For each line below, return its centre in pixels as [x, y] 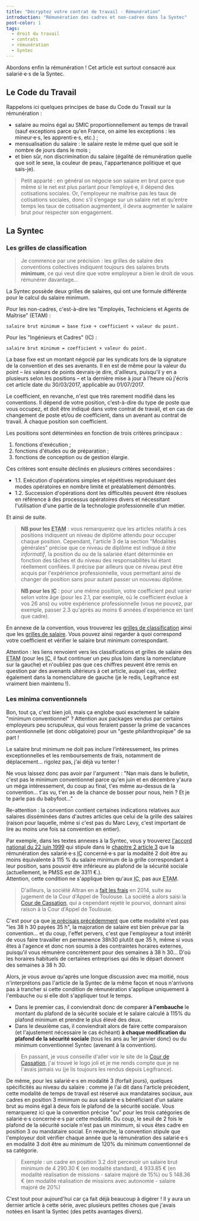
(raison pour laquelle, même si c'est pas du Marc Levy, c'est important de [96, 823]
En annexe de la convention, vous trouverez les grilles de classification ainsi [99, 628]
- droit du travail [36, 34]
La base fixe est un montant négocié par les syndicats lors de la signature [97, 359]
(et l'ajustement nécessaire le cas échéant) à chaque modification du [100, 1032]
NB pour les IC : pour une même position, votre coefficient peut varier [106, 591]
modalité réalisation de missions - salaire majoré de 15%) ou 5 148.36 [105, 1175]
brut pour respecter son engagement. [67, 212]
